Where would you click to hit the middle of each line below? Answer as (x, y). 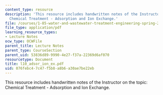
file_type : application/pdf (33, 28)
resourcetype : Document (29, 59)
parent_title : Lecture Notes (34, 46)
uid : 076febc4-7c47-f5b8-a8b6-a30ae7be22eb (50, 69)
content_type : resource (29, 9)
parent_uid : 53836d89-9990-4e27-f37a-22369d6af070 (57, 55)
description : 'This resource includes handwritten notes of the (71, 14)
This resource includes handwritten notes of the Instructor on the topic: (76, 82)
